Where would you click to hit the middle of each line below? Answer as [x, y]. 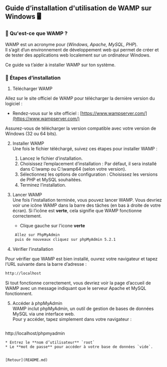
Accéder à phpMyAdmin [37, 303]
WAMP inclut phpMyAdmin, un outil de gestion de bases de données [83, 308]
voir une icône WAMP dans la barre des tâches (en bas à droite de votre [86, 205]
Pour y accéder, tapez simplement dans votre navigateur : [72, 319]
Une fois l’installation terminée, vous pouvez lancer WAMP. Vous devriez [87, 200]
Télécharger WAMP [32, 88]
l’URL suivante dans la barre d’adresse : [46, 264]
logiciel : [14, 103]
